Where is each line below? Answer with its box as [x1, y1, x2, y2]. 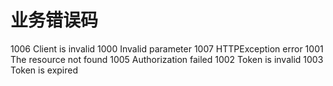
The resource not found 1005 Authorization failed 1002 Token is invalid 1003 [10, 53, 324, 65]
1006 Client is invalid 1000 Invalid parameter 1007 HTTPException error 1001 [10, 42, 324, 55]
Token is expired [10, 64, 79, 76]
